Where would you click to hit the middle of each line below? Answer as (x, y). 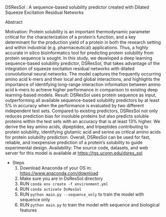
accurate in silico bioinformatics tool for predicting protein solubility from (79, 53)
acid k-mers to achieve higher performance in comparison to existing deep (82, 90)
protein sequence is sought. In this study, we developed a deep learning (79, 58)
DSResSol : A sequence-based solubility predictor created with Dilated (77, 7)
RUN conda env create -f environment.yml (64, 184)
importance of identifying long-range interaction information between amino (83, 84)
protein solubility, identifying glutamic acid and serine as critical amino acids (83, 132)
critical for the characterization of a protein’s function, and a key (71, 37)
